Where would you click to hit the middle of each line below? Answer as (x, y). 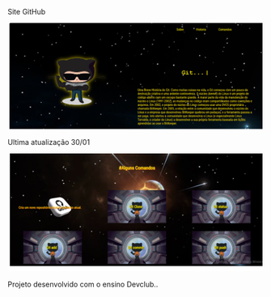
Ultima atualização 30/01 (49, 142)
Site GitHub (27, 12)
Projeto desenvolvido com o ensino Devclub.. (83, 284)
